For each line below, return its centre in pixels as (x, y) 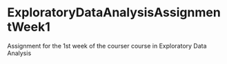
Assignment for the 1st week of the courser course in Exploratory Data (107, 46)
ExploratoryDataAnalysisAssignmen (114, 13)
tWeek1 (29, 27)
